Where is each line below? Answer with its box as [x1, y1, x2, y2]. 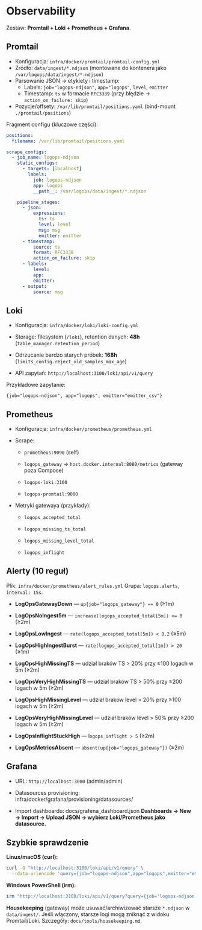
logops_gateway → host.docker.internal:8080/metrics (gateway [23, 460, 183, 467]
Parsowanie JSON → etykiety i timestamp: [14, 77, 120, 84]
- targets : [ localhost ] [22, 166, 82, 172]
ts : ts [38, 216, 55, 222]
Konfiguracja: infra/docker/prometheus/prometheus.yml [14, 425, 152, 432]
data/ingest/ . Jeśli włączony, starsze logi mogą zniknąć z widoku [6, 911, 170, 918]
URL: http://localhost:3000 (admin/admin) [14, 777, 123, 785]
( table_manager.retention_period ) [14, 340, 100, 347]
